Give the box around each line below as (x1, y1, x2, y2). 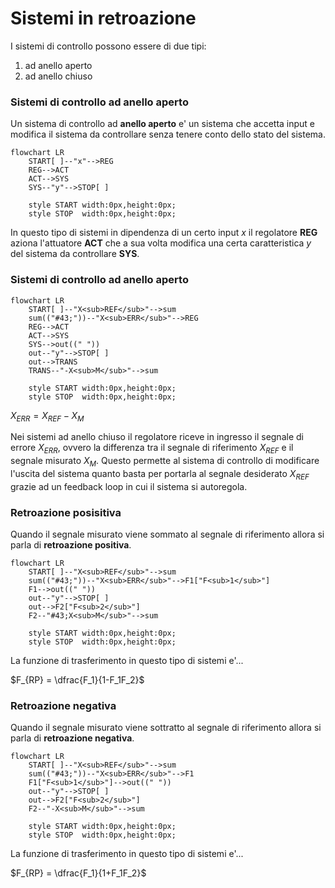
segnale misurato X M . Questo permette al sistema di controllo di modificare (10, 455, 320, 469)
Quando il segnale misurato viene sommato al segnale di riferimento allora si (10, 528, 325, 541)
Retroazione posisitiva (10, 505, 122, 519)
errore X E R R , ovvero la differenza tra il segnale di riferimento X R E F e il (10, 442, 294, 456)
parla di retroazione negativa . (10, 732, 135, 744)
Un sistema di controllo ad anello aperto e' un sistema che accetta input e (10, 118, 316, 130)
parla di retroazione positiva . (10, 539, 132, 551)
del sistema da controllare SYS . (10, 248, 140, 260)
